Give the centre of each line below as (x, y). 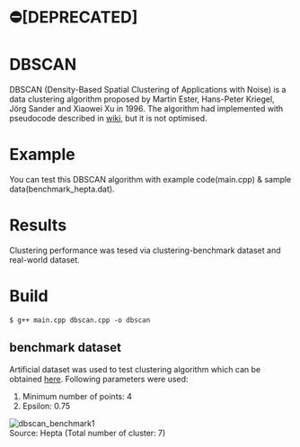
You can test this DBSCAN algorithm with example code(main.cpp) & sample (150, 180)
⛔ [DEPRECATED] (74, 18)
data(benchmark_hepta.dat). (62, 189)
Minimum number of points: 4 (77, 396)
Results (38, 225)
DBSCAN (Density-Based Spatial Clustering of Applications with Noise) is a (148, 90)
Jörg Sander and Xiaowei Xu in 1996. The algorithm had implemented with (146, 109)
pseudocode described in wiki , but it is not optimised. (109, 119)
